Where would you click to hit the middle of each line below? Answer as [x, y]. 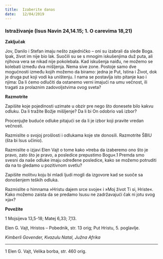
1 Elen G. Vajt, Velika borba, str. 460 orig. [46, 251]
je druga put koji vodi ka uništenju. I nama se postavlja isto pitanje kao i [76, 77]
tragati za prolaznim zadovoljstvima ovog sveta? [53, 87]
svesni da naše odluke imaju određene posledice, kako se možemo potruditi [81, 160]
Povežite [14, 209]
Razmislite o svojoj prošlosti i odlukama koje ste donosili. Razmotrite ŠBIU [78, 135]
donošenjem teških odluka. [32, 180]
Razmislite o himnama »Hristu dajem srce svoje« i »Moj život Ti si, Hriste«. [79, 189]
